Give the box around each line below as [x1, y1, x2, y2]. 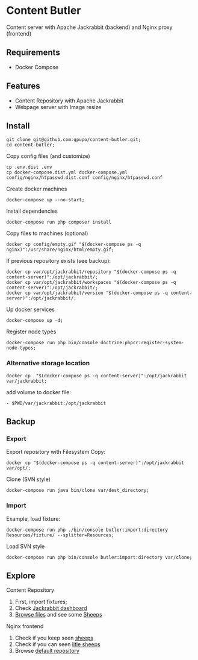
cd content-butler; [6, 142, 55, 148]
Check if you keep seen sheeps [14, 634, 93, 642]
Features [6, 81, 40, 91]
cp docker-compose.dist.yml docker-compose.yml [6, 169, 128, 175]
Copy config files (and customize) [6, 152, 90, 160]
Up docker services [6, 306, 55, 313]
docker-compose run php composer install [6, 219, 112, 225]
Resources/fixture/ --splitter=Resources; [6, 532, 114, 538]
